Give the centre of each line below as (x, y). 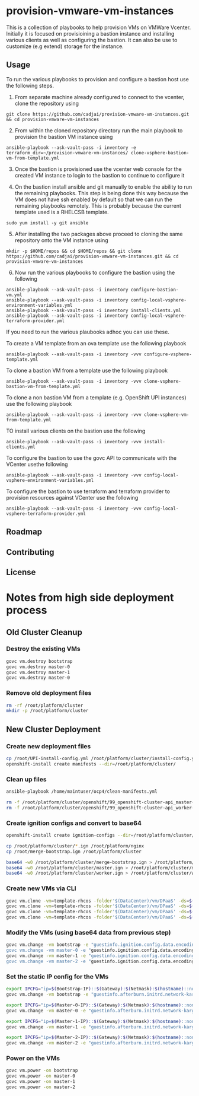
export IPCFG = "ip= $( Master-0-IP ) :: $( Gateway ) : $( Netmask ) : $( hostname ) (94, 1005)
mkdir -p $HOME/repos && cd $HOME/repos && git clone (74, 251)
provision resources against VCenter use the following (72, 497)
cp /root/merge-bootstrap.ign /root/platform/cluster (74, 852)
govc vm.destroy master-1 (38, 672)
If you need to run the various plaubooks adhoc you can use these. (88, 332)
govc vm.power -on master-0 (41, 1076)
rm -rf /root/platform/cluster (45, 705)
